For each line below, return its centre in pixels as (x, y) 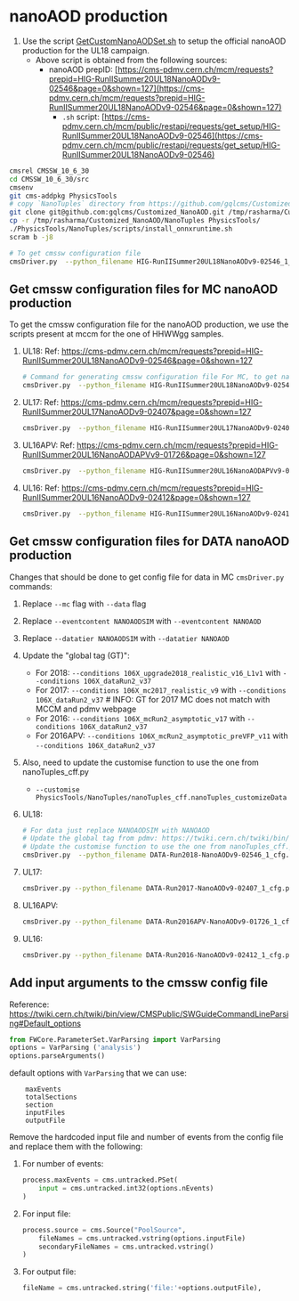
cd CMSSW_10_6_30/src (49, 179)
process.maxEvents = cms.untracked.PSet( (100, 1180)
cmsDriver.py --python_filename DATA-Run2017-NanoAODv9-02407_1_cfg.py (158, 889)
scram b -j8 (31, 237)
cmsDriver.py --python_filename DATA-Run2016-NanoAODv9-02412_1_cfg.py (158, 955)
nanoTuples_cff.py (55, 771)
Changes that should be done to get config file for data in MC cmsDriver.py (147, 577)
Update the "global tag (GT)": (76, 655)
